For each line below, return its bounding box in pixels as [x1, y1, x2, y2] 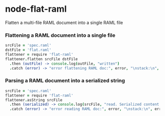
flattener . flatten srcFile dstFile [5, 56, 78, 62]
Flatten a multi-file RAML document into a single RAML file [5, 20, 123, 25]
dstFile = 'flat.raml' [5, 47, 52, 52]
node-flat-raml [5, 3, 67, 15]
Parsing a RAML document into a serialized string [5, 77, 125, 84]
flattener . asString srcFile [5, 97, 63, 102]
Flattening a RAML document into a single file [5, 32, 115, 39]
